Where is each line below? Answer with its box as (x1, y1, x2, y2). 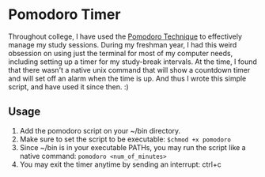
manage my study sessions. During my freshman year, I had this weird (8, 40, 237, 49)
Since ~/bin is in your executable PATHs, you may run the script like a (19, 142, 247, 152)
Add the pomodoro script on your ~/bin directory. (19, 126, 181, 135)
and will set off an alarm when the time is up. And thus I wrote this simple (8, 73, 247, 83)
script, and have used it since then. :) (8, 81, 129, 92)
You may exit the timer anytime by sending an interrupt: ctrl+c (19, 160, 221, 169)
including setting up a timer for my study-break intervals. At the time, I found (8, 57, 257, 66)
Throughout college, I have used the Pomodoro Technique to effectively (8, 32, 243, 41)
